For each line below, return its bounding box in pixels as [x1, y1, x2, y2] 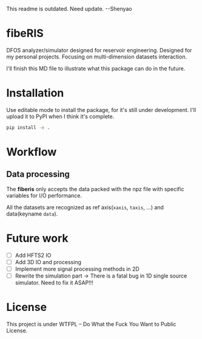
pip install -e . [6, 124, 50, 130]
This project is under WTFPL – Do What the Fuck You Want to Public [6, 320, 177, 327]
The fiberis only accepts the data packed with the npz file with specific [6, 185, 184, 192]
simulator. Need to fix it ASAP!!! [15, 279, 94, 286]
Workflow [6, 145, 57, 159]
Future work [6, 231, 69, 245]
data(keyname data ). [6, 210, 58, 217]
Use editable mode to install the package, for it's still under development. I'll [6, 106, 196, 113]
